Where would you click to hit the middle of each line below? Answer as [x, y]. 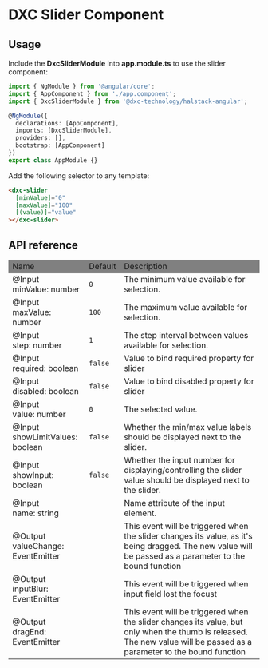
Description [145, 266]
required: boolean [45, 368]
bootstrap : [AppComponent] [60, 145]
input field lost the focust [170, 594]
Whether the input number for [179, 459]
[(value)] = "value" [46, 213]
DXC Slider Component [86, 15]
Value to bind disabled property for [189, 381]
